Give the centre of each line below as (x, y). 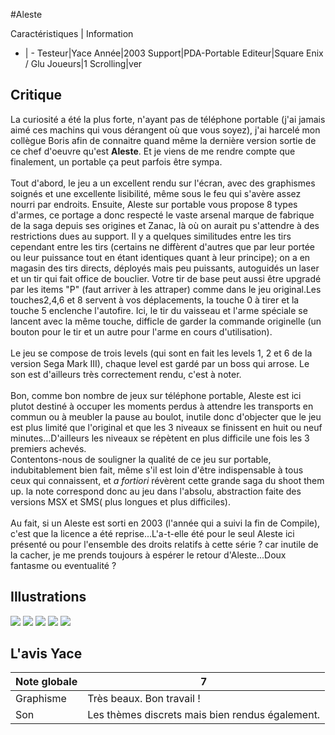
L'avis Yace (46, 654)
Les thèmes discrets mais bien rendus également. (204, 715)
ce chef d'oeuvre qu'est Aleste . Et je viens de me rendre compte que (153, 151)
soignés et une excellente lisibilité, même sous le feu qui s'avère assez (156, 193)
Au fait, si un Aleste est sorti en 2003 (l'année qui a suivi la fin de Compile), (165, 523)
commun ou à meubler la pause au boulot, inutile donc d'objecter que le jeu (166, 416)
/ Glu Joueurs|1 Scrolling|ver (83, 63)
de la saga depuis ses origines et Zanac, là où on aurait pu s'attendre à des (165, 225)
